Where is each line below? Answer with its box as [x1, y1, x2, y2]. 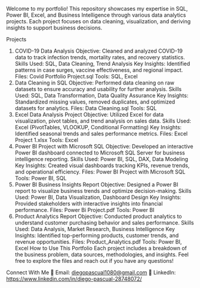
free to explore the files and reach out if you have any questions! [14, 257, 174, 264]
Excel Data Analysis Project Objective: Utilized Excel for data [14, 111, 164, 118]
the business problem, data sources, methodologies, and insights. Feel [14, 251, 189, 258]
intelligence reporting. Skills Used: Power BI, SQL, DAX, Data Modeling [14, 156, 189, 162]
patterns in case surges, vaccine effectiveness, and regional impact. [14, 66, 183, 74]
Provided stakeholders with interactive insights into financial [14, 200, 163, 207]
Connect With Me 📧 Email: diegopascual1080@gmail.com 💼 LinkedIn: [6, 269, 176, 276]
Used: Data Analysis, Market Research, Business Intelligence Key [14, 226, 175, 232]
